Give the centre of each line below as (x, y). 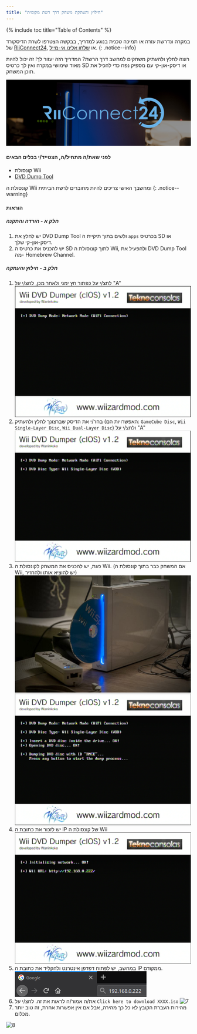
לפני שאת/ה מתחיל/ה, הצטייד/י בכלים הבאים (59, 157)
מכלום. (22, 1014)
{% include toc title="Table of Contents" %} (59, 30)
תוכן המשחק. (21, 71)
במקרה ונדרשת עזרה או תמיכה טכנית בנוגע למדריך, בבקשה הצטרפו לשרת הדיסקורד (98, 41)
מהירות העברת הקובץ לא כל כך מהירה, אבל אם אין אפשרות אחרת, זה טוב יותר (101, 1008)
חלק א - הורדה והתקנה (33, 221)
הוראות (15, 207)
